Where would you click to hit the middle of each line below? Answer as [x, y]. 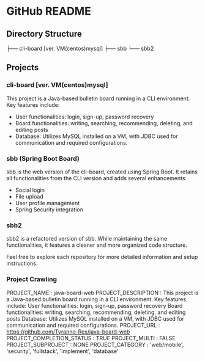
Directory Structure [44, 34]
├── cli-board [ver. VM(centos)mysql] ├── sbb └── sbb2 [80, 48]
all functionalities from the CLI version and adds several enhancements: [97, 178]
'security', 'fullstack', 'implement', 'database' [62, 351]
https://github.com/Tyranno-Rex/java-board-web [68, 332]
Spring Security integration [49, 210]
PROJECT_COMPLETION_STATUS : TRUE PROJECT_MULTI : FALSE [91, 338]
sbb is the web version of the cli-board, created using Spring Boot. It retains [102, 172]
